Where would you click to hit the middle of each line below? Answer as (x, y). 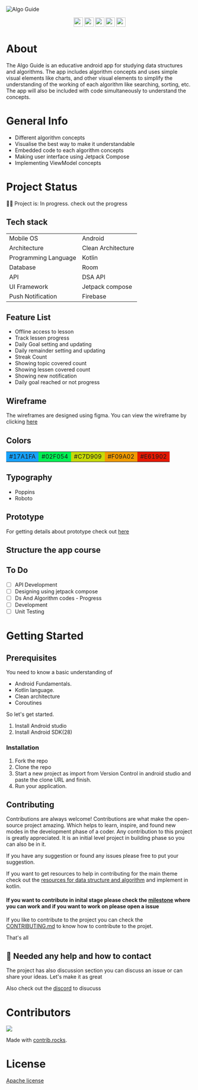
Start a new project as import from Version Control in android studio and (103, 773)
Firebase (94, 296)
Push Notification (33, 296)
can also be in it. (26, 844)
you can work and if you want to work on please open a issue (83, 906)
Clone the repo (33, 767)
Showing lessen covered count (52, 370)
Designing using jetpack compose (56, 591)
